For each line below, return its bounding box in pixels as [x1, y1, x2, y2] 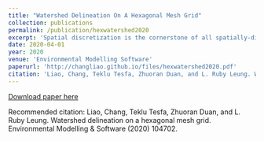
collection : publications [8, 19, 93, 27]
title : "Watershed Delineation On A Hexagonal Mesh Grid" [8, 11, 202, 20]
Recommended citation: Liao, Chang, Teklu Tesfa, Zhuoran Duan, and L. [8, 107, 241, 117]
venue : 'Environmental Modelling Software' [8, 56, 153, 64]
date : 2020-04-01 [8, 41, 65, 49]
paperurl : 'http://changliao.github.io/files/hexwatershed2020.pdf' [8, 63, 237, 71]
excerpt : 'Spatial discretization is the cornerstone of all [8, 33, 213, 42]
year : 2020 [8, 48, 44, 56]
